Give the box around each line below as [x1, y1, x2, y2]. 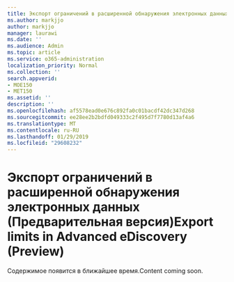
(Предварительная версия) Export [7, 214, 214, 230]
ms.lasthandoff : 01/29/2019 [7, 133, 89, 140]
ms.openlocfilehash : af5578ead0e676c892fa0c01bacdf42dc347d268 [7, 107, 195, 114]
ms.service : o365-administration [7, 56, 104, 63]
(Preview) [7, 244, 65, 260]
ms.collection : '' [7, 68, 61, 75]
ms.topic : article [7, 49, 61, 56]
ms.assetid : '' [7, 95, 52, 102]
